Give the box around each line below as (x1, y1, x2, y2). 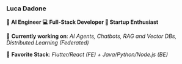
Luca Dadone (6, 4, 47, 13)
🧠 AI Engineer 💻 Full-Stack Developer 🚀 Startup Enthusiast (6, 18, 159, 26)
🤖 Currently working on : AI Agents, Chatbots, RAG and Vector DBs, (6, 32, 177, 40)
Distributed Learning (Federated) (6, 39, 90, 46)
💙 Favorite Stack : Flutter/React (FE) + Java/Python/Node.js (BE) (6, 51, 169, 59)
